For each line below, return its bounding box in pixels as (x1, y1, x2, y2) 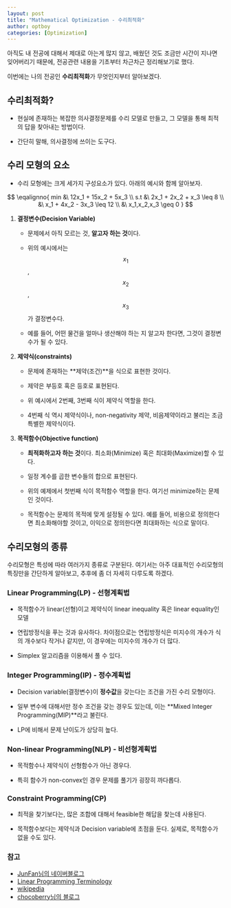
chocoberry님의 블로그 (16, 892, 80, 900)
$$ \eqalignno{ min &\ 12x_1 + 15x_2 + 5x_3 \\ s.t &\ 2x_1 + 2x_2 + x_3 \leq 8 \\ (7, 192, 224, 201)
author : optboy (7, 23, 51, 30)
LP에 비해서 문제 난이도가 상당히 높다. (16, 725, 118, 734)
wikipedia (16, 884, 45, 893)
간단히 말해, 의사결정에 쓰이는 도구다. (16, 137, 117, 145)
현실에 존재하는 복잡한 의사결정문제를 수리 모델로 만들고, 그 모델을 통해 (16, 114, 206, 123)
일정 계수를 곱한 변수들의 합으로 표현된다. (27, 472, 138, 481)
